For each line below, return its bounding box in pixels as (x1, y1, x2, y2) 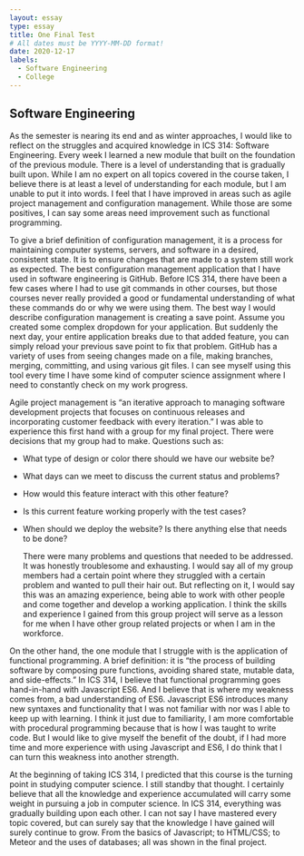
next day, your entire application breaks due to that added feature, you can (9, 330, 289, 341)
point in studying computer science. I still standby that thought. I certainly (9, 778, 285, 790)
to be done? (22, 533, 68, 544)
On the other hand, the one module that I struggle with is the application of (9, 645, 289, 656)
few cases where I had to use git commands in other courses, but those (9, 282, 278, 293)
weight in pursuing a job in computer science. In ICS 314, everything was (9, 798, 281, 809)
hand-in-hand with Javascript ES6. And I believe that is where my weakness (9, 684, 294, 694)
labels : (9, 55, 39, 64)
